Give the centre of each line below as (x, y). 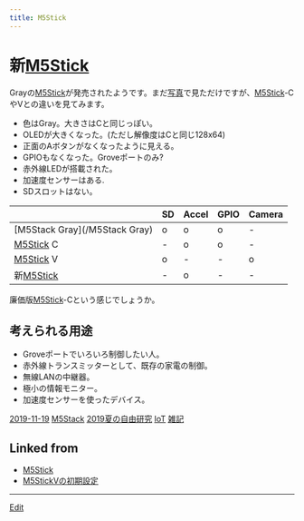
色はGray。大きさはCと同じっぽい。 (90, 123)
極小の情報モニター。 (62, 388)
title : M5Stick (38, 18)
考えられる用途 (51, 331)
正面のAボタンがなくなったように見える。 (100, 145)
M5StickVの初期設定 (61, 481)
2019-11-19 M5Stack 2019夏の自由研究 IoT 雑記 (97, 419)
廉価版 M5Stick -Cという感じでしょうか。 (85, 300)
